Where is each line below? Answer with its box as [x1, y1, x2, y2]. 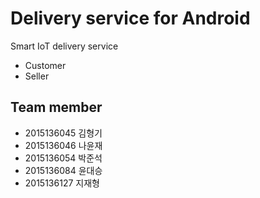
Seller [24, 70, 50, 82]
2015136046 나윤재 [24, 139, 103, 151]
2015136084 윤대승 [24, 164, 103, 176]
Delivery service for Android [10, 7, 251, 30]
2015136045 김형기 [24, 127, 103, 139]
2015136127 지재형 [24, 177, 100, 189]
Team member [10, 99, 103, 116]
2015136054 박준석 [24, 152, 103, 164]
